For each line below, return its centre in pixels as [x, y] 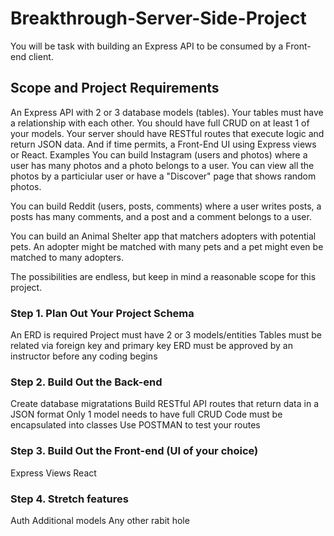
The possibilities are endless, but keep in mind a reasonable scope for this [163, 276]
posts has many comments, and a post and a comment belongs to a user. [161, 216]
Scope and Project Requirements [115, 88]
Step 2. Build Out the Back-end [86, 382]
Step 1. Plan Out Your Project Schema [102, 313]
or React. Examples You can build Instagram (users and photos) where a [159, 154]
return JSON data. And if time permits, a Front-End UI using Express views [163, 144]
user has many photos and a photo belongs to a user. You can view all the [162, 165]
